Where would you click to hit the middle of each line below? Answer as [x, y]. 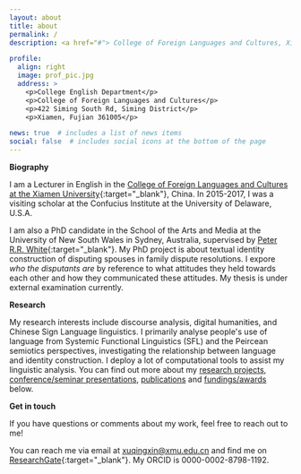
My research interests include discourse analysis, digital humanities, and [143, 322]
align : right [42, 67]
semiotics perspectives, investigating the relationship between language [142, 351]
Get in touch [33, 406]
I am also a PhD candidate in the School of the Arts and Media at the [135, 230]
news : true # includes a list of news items [95, 134]
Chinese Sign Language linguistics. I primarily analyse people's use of [138, 332]
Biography [29, 167]
